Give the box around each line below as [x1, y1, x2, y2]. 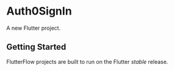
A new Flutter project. [6, 24, 61, 32]
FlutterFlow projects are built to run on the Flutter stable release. [6, 58, 169, 65]
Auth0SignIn [6, 4, 72, 18]
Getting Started [6, 42, 67, 52]
